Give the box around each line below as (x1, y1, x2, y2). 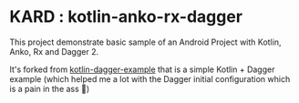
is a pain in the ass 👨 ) (9, 83, 90, 94)
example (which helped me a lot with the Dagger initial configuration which (9, 73, 291, 84)
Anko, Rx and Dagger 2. (9, 46, 98, 57)
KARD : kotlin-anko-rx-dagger (9, 6, 243, 27)
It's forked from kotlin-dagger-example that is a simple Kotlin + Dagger (9, 64, 275, 75)
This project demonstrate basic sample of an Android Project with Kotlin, (9, 36, 282, 47)
